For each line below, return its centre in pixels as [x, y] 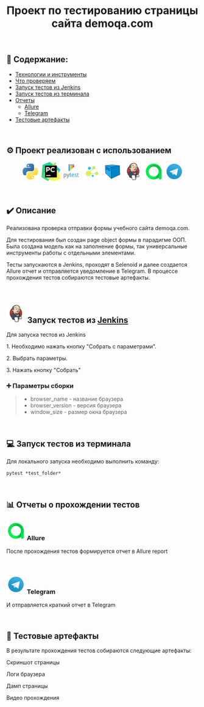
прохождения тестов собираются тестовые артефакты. [78, 278]
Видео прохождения [33, 698]
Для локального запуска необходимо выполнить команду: [83, 462]
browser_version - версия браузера [76, 406]
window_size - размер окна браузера [79, 412]
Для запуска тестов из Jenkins [46, 335]
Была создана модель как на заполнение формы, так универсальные [97, 247]
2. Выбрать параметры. [37, 358]
